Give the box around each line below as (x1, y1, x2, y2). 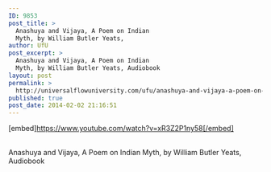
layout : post (8, 72, 52, 80)
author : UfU (8, 42, 48, 50)
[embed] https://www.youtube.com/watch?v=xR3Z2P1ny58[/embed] (8, 124, 234, 133)
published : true (8, 94, 63, 102)
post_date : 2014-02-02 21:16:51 (8, 101, 117, 109)
